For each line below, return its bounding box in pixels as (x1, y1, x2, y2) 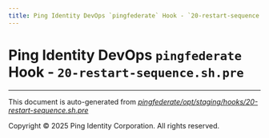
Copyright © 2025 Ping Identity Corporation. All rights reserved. (8, 120, 220, 130)
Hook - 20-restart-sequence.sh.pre (8, 63, 244, 81)
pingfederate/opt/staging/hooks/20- (137, 97, 259, 106)
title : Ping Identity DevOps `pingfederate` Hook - (8, 11, 184, 20)
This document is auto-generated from (8, 97, 136, 106)
